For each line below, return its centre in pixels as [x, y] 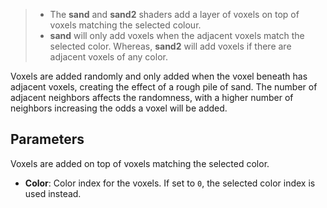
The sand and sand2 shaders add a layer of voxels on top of [174, 14]
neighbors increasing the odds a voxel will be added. [119, 108]
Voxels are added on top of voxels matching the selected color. [140, 163]
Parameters [47, 139]
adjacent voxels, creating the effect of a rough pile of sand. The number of [164, 87]
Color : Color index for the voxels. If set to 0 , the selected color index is [170, 183]
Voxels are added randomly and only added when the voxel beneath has [159, 76]
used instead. [53, 193]
